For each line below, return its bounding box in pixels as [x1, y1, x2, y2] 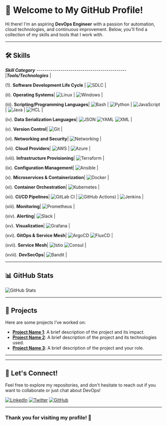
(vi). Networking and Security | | [5, 136, 102, 142]
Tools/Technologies [6, 72, 49, 78]
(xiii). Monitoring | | [5, 203, 75, 209]
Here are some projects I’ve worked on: [5, 319, 86, 326]
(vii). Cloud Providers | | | [5, 145, 91, 151]
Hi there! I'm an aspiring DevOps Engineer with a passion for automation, [5, 21, 156, 27]
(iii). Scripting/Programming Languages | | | [5, 101, 133, 107]
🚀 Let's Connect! [5, 369, 58, 377]
